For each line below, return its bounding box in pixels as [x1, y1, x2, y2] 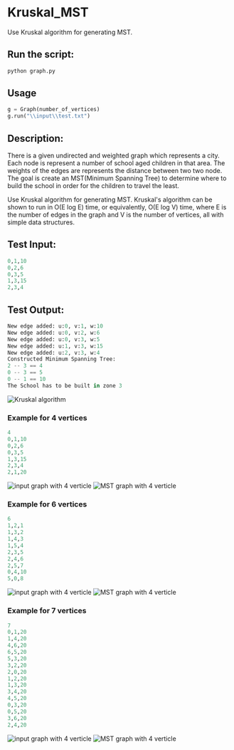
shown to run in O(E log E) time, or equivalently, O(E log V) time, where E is [7, 203, 227, 211]
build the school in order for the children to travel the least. [7, 182, 180, 189]
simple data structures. [7, 218, 75, 226]
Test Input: [7, 239, 57, 251]
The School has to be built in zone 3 [7, 382, 122, 389]
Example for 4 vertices [7, 412, 87, 422]
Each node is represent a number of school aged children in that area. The [7, 159, 225, 167]
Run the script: [7, 48, 75, 61]
